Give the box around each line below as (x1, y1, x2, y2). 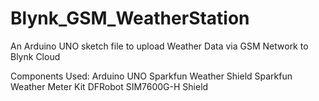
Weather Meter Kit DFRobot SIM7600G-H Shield (10, 80, 209, 92)
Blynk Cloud (10, 50, 61, 62)
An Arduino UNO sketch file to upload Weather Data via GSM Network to (10, 40, 309, 52)
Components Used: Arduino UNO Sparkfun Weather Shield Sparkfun (10, 70, 293, 82)
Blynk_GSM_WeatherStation (10, 7, 250, 30)
